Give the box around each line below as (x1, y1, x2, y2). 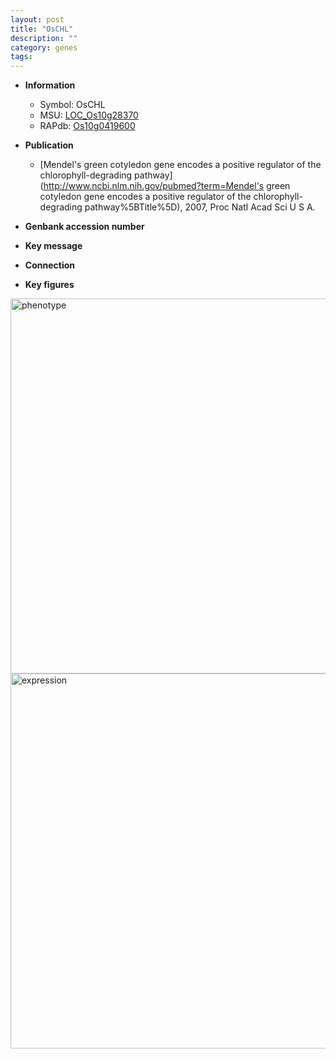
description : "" (10, 33, 78, 43)
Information (24, 79, 76, 91)
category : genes (10, 42, 78, 53)
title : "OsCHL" (10, 24, 74, 34)
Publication (24, 139, 74, 151)
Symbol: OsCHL (39, 99, 106, 111)
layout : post (10, 14, 65, 25)
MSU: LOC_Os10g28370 (39, 109, 139, 121)
